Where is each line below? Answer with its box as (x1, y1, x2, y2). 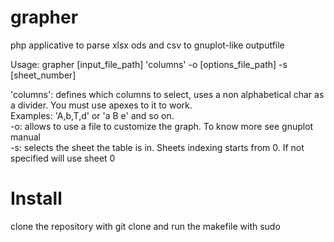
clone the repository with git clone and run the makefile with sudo (10, 220, 281, 232)
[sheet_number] (10, 69, 77, 81)
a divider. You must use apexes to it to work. (10, 99, 193, 111)
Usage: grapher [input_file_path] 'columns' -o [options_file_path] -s (10, 58, 288, 70)
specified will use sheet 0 (10, 152, 116, 164)
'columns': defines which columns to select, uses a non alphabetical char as (10, 88, 325, 100)
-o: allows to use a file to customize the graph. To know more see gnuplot (10, 120, 314, 132)
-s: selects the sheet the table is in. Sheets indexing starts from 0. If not (10, 141, 305, 153)
